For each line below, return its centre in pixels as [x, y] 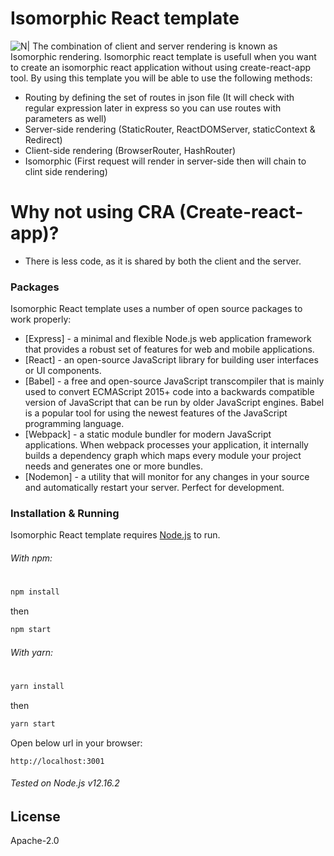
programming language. [74, 424]
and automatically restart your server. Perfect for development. [154, 488]
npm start [31, 630]
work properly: [41, 319]
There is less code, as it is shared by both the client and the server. [163, 261]
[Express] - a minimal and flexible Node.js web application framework [168, 339]
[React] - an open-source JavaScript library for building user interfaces [171, 360]
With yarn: [31, 652]
